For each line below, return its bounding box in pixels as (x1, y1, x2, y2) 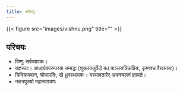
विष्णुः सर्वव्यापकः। (14, 58, 48, 65)
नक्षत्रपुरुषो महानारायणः (14, 78, 56, 85)
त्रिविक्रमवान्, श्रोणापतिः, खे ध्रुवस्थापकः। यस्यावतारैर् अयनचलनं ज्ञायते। (14, 71, 147, 79)
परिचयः (6, 42, 26, 52)
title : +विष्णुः (6, 8, 36, 15)
